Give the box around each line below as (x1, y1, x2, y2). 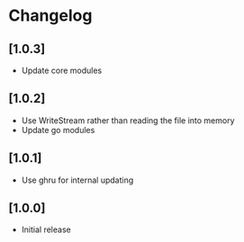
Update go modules (21, 124, 95, 135)
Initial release (21, 224, 71, 235)
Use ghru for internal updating (21, 175, 134, 185)
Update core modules (21, 65, 103, 76)
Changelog (8, 5, 93, 26)
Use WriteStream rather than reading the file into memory (21, 114, 235, 126)
